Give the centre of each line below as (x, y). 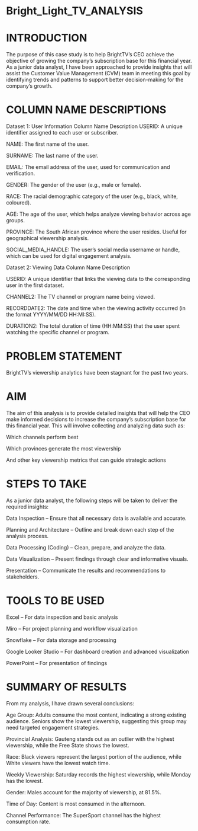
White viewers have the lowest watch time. (58, 763)
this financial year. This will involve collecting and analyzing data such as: (95, 426)
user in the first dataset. (35, 285)
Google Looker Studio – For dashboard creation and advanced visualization (98, 651)
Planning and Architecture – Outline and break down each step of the (90, 529)
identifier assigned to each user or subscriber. (62, 133)
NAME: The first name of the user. (48, 144)
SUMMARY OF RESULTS (66, 687)
